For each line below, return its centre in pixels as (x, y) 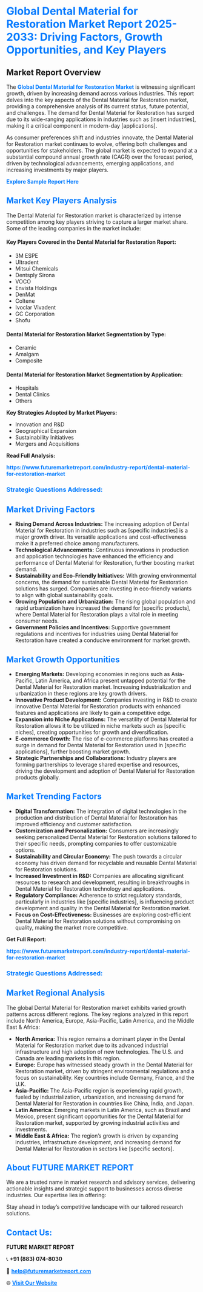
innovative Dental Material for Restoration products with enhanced (98, 706)
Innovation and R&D (40, 424)
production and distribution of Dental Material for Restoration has (96, 817)
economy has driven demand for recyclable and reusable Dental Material (106, 863)
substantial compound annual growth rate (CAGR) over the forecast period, (100, 157)
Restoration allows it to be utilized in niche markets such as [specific (100, 725)
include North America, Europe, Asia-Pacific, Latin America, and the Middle (100, 1020)
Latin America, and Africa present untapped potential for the (111, 680)
